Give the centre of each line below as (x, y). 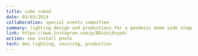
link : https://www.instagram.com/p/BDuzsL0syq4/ (67, 33)
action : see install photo (39, 38)
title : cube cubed (29, 11)
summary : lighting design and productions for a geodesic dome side (92, 28)
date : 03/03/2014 (27, 17)
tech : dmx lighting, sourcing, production (59, 44)
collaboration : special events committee (58, 22)
